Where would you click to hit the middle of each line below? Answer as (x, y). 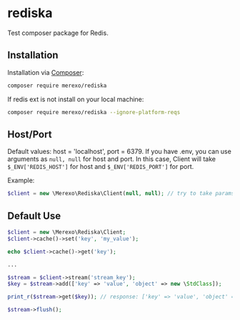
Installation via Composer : (46, 72)
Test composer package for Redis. (58, 33)
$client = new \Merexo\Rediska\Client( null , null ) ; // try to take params (121, 194)
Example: (21, 180)
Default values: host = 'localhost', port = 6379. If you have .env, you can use (120, 152)
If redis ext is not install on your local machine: (76, 99)
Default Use (34, 216)
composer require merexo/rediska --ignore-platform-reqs (94, 112)
